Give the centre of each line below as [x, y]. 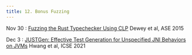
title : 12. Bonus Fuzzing [38, 11]
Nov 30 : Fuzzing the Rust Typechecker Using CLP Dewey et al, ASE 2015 [95, 28]
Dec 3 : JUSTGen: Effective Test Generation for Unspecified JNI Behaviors [96, 39]
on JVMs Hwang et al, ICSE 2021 [46, 46]
